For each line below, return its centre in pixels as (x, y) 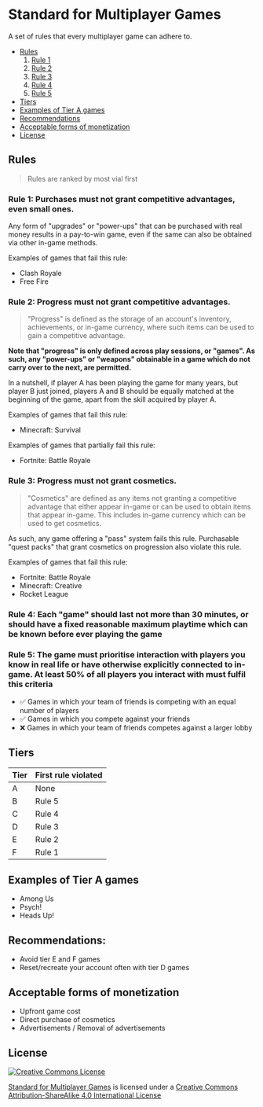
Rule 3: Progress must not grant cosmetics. (93, 481)
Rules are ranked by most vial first (82, 178)
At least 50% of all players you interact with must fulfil (140, 675)
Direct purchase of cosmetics (67, 1020)
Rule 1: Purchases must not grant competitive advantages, (122, 199)
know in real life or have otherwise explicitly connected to (121, 664)
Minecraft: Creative (51, 585)
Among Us (37, 899)
